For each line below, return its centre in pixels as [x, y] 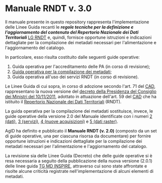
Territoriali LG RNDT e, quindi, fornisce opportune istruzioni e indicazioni [78, 37]
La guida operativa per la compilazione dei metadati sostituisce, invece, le [79, 111]
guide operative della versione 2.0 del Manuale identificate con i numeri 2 [79, 116]
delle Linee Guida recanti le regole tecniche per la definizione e [69, 27]
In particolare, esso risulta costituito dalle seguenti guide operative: [72, 57]
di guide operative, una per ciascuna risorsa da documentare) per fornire [78, 136]
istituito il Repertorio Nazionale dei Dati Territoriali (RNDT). [63, 101]
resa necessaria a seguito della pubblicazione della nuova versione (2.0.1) [79, 161]
